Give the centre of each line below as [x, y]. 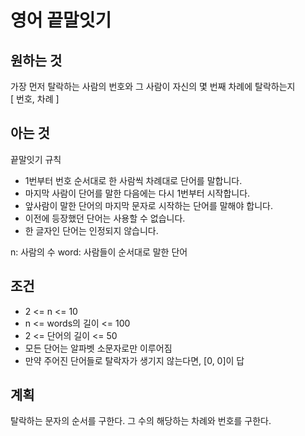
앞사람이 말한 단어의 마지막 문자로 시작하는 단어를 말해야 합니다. [148, 205]
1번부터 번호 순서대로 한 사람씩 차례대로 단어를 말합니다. [133, 180]
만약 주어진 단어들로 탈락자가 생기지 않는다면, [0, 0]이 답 [134, 360]
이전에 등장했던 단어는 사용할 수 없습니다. [105, 218]
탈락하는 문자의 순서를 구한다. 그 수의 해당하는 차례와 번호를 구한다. [141, 421]
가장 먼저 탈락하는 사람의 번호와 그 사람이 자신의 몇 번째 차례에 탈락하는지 [153, 86]
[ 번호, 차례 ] [35, 99]
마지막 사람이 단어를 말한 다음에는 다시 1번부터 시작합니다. [137, 193]
